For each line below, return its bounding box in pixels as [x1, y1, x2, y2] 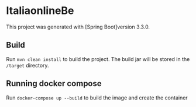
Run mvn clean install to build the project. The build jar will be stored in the [6, 55, 190, 62]
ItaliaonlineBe [6, 4, 74, 17]
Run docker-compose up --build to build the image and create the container [6, 94, 188, 101]
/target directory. [6, 62, 49, 69]
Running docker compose [6, 79, 102, 88]
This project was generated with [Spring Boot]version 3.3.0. [6, 23, 150, 30]
